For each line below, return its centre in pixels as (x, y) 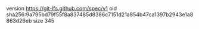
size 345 (44, 21)
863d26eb (19, 21)
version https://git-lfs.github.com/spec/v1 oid (62, 8)
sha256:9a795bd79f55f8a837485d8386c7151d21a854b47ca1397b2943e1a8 (100, 14)
